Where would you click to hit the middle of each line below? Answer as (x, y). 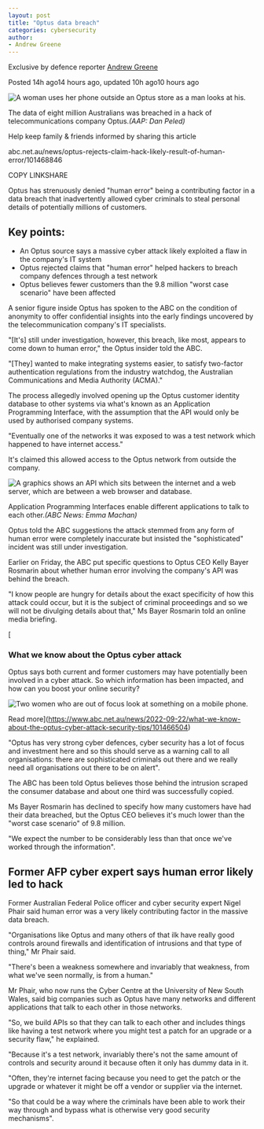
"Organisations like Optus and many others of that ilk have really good (121, 935)
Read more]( (28, 719)
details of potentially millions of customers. (78, 207)
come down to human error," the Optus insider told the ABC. (105, 348)
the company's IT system (60, 259)
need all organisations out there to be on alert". (84, 768)
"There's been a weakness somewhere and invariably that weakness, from (129, 967)
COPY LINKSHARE (38, 175)
